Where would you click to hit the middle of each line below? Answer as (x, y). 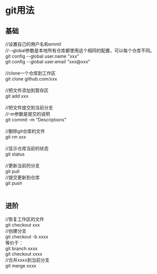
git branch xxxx (22, 248)
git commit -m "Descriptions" (36, 120)
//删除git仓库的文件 (25, 131)
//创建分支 (16, 231)
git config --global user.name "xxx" (42, 56)
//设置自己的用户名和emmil (33, 44)
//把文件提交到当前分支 (29, 107)
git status (15, 154)
